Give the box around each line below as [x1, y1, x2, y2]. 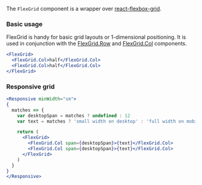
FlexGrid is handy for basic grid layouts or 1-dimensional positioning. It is [6, 34, 186, 41]
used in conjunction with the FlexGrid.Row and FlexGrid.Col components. [6, 40, 188, 47]
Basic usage [6, 20, 43, 28]
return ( [17, 129, 39, 135]
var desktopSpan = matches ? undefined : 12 [17, 113, 130, 119]
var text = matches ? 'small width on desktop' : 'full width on [17, 118, 185, 125]
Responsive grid [6, 82, 55, 90]
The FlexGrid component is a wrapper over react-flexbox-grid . [6, 5, 162, 12]
